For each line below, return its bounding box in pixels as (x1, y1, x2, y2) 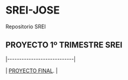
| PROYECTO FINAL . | (5, 67, 58, 74)
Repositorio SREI (5, 23, 46, 30)
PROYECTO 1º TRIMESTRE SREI (5, 40, 123, 50)
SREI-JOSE (5, 4, 60, 17)
